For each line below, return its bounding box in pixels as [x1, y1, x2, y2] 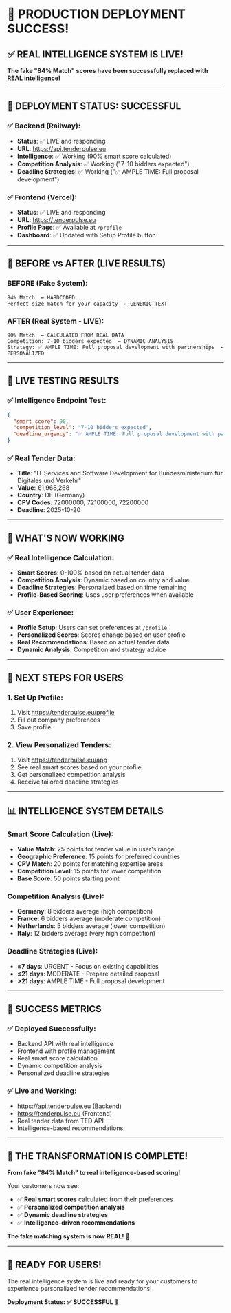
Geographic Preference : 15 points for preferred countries [16, 852, 181, 860]
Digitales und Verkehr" [16, 476, 81, 485]
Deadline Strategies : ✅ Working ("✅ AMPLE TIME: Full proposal [16, 167, 199, 175]
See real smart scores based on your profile [16, 763, 142, 771]
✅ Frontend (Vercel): [7, 192, 78, 202]
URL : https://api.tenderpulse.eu [16, 144, 107, 152]
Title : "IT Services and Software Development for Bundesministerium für [16, 469, 223, 477]
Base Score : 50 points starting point [16, 874, 120, 882]
